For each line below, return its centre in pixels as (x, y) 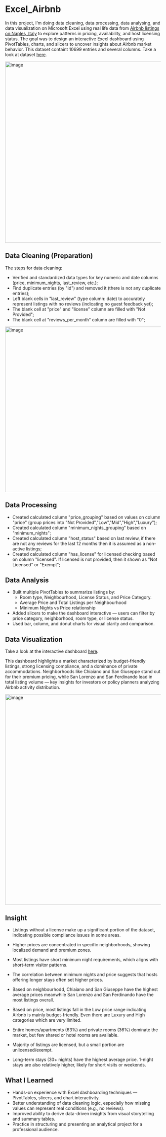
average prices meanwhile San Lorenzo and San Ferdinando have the (83, 995)
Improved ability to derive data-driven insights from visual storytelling (83, 1113)
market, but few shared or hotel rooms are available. (65, 1035)
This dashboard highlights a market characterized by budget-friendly (75, 661)
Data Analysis (27, 580)
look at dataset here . (26, 54)
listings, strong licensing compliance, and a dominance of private (71, 666)
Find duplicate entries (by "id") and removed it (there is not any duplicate (86, 288)
